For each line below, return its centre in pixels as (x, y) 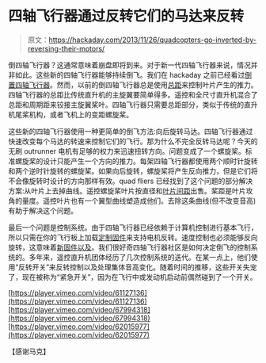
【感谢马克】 (29, 351)
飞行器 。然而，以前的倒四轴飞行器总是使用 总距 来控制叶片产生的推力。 (143, 85)
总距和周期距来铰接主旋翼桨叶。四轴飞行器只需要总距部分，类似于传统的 (126, 105)
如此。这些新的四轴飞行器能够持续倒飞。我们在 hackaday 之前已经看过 (130, 75)
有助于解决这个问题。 (43, 210)
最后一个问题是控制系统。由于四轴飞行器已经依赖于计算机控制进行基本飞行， (133, 227)
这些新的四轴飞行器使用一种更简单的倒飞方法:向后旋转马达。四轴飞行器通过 (131, 131)
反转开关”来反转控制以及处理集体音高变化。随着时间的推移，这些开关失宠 (138, 267)
